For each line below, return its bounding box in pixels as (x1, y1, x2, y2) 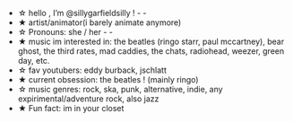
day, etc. (17, 56, 50, 65)
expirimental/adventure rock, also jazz (17, 93, 159, 104)
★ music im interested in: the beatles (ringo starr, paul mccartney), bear (17, 36, 285, 47)
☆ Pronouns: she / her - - (17, 27, 114, 37)
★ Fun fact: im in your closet (17, 103, 125, 113)
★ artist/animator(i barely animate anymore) (17, 17, 182, 28)
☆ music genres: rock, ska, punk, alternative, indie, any (17, 84, 223, 94)
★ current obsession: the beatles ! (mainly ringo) (17, 74, 199, 84)
